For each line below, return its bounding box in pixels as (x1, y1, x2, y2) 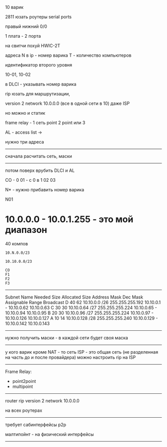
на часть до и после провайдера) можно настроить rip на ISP (5, 354, 136, 360)
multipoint (12, 383, 33, 389)
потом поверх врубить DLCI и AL (5, 167, 75, 173)
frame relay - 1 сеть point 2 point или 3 (5, 120, 85, 126)
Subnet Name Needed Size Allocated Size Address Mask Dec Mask (5, 294, 143, 300)
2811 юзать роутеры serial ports (5, 14, 72, 19)
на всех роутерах (5, 407, 42, 413)
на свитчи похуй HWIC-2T (5, 43, 61, 49)
